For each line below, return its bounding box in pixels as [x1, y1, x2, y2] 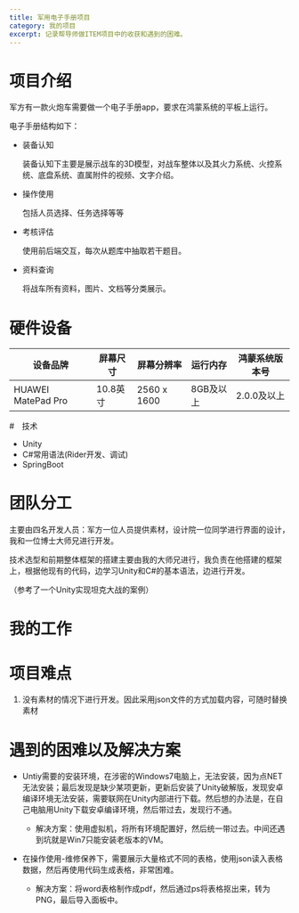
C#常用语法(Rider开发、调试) [21, 449, 129, 460]
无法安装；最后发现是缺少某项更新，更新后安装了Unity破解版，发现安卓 [21, 782, 284, 793]
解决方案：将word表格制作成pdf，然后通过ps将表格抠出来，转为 [35, 884, 271, 894]
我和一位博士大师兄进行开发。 [9, 535, 118, 546]
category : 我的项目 [9, 21, 77, 30]
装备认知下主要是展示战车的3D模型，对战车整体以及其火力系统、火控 [21, 159, 275, 169]
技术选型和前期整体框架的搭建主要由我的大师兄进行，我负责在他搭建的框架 [9, 554, 282, 566]
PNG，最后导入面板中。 [35, 894, 123, 905]
